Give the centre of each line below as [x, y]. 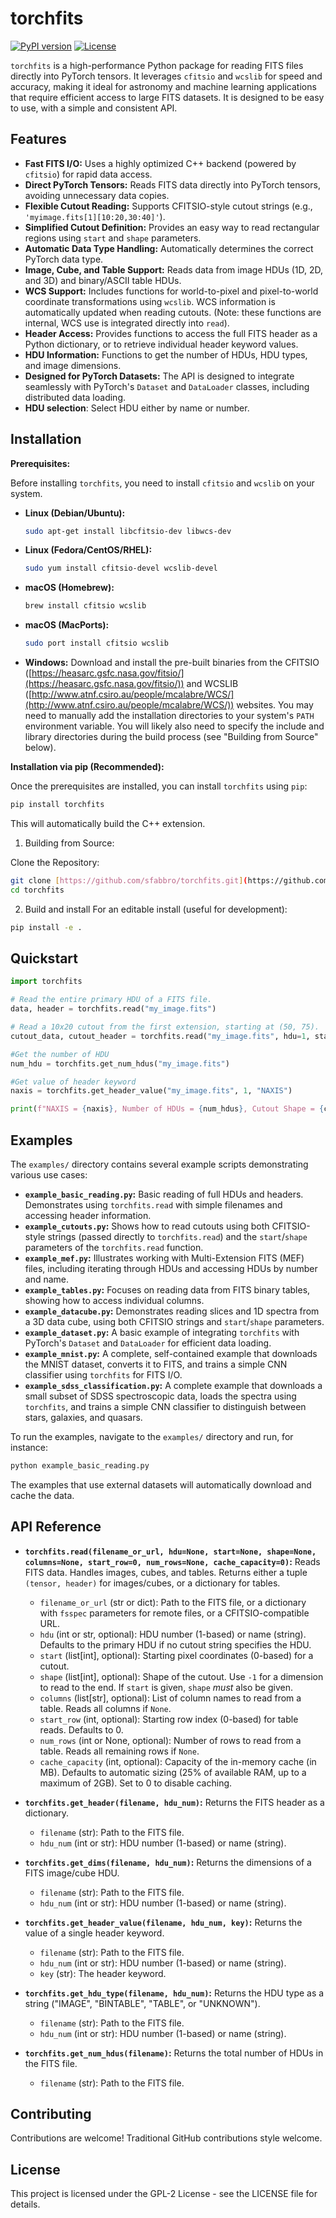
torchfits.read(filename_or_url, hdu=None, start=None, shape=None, [170, 1552]
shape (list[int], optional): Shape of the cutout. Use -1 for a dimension [181, 1676]
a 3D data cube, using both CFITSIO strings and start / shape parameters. [174, 1321]
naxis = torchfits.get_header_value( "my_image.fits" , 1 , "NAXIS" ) [151, 1091]
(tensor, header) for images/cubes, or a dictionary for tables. [152, 1583]
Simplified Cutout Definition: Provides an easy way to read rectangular [172, 227]
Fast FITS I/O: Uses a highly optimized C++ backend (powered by [160, 163]
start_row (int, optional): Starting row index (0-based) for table [169, 1719]
